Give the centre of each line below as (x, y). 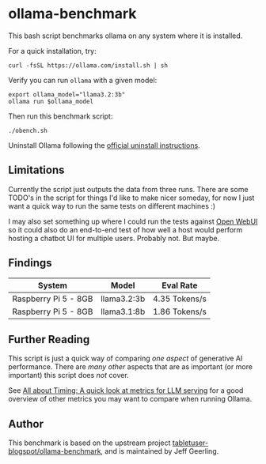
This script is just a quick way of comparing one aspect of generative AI (125, 358)
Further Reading (49, 340)
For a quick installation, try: (52, 51)
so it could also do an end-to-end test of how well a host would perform (125, 229)
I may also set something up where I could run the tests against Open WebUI (133, 221)
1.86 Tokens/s (180, 311)
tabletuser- (190, 443)
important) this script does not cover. (68, 375)
